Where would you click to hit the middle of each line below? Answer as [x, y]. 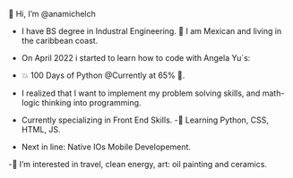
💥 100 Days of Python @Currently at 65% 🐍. [103, 75]
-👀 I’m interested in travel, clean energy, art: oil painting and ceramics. [138, 164]
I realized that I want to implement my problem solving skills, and [141, 93]
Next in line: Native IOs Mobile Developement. [106, 147]
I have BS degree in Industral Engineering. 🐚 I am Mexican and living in [151, 31]
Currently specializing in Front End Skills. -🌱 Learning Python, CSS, [145, 120]
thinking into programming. [91, 102]
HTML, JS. [41, 129]
